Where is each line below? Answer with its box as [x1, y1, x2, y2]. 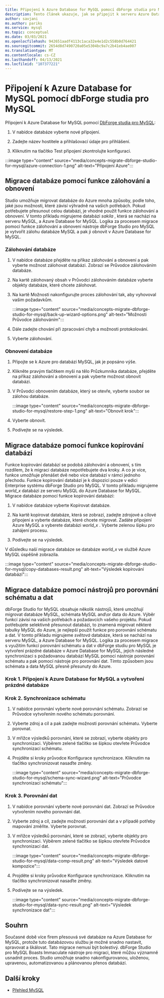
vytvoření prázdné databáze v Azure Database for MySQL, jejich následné [5, 648, 154, 654]
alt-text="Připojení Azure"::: [77, 163, 133, 169]
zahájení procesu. [12, 527, 48, 533]
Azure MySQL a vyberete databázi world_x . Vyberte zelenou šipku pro [12, 522, 155, 528]
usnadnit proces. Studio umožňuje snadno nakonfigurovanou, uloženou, [5, 955, 150, 961]
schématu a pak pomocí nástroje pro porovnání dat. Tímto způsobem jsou [5, 658, 154, 664]
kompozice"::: [12, 863, 41, 869]
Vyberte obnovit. [12, 417, 46, 423]
